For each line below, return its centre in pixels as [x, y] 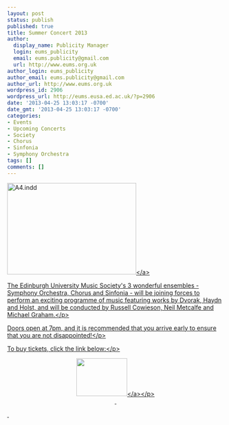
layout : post [26, 13]
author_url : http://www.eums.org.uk [59, 84]
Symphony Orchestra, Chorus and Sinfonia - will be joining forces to [103, 292]
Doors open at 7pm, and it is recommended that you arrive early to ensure [112, 328]
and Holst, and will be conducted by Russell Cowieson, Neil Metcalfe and [111, 307]
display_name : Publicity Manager [61, 45]
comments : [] [26, 167]
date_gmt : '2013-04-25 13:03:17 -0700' [64, 109]
